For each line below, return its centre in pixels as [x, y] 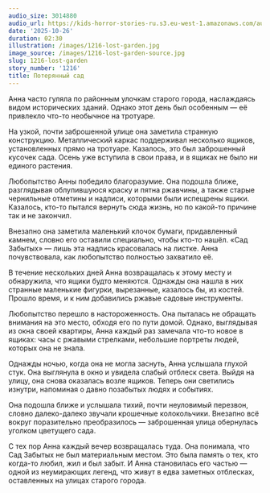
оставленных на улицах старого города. [77, 480]
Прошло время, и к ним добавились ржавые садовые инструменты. [126, 298]
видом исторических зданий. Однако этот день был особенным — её [128, 107]
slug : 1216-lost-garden [48, 61]
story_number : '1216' [45, 68]
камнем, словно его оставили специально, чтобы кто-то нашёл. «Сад [128, 239]
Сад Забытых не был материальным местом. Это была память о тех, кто [133, 454]
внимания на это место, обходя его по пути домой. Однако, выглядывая [133, 322]
